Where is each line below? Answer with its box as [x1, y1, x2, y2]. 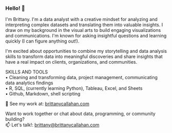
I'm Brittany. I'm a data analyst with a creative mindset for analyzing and [5, 16, 158, 23]
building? [5, 116, 25, 122]
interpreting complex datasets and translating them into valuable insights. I [5, 22, 163, 28]
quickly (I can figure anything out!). [5, 38, 80, 44]
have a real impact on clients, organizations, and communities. [5, 59, 138, 65]
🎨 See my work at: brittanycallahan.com [5, 101, 90, 107]
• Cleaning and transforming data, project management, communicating [5, 74, 158, 81]
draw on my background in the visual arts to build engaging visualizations [5, 27, 161, 33]
